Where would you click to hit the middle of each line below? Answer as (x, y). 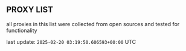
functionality (22, 30)
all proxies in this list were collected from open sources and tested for (93, 24)
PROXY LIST (30, 10)
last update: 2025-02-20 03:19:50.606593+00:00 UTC (71, 42)
